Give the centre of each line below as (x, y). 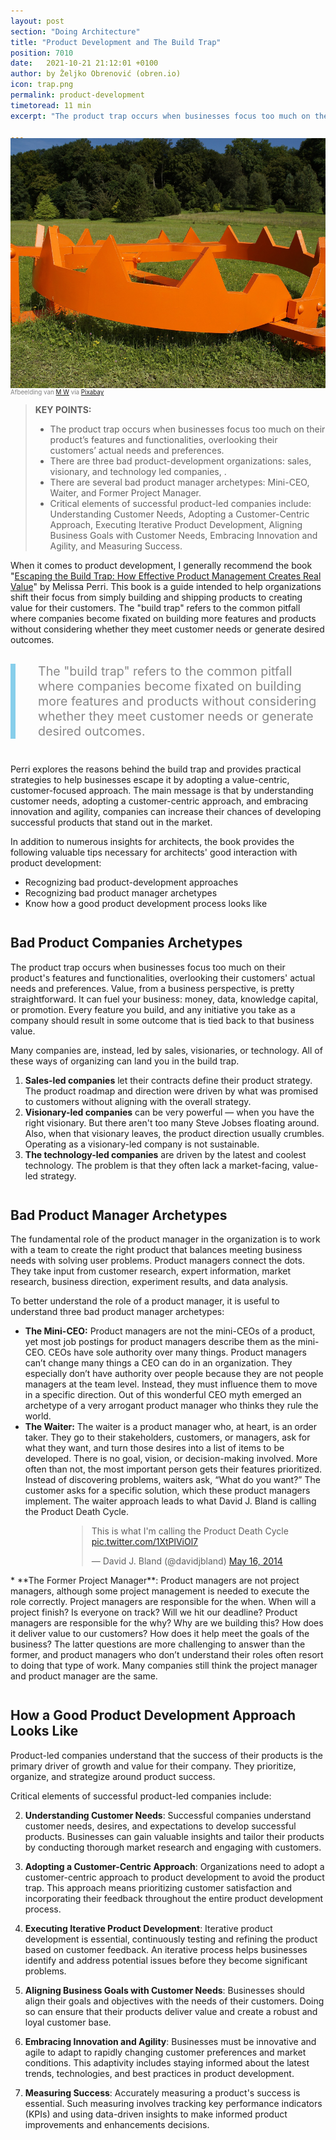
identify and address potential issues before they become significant (166, 1960)
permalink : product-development (77, 95)
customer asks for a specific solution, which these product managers (167, 1491)
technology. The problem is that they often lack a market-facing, (157, 1165)
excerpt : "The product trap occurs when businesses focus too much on (160, 116)
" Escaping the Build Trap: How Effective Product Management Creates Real (166, 576)
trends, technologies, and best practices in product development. (159, 2073)
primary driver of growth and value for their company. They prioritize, (153, 1766)
